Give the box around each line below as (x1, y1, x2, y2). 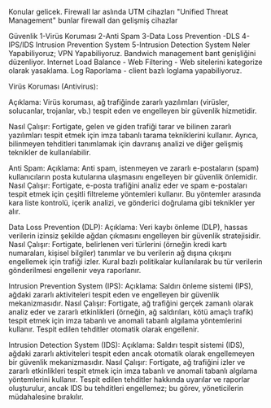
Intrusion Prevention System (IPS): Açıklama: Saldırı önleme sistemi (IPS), (8, 281, 254, 291)
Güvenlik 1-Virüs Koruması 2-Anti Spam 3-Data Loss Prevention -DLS (8, 32, 240, 41)
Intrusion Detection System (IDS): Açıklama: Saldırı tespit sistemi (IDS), (8, 341, 246, 349)
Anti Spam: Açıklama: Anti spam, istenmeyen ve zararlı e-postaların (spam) (8, 163, 260, 173)
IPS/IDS (8, 40, 34, 50)
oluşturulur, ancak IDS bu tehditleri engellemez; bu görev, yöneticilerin (8, 384, 244, 393)
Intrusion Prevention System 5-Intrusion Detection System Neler (35, 40, 251, 50)
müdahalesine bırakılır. (8, 392, 84, 401)
